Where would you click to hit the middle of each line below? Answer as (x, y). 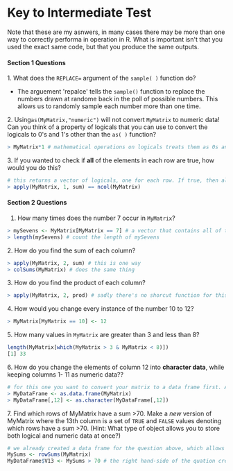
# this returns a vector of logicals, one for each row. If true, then (113, 181)
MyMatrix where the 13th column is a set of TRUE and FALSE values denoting (114, 420)
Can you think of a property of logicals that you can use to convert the (107, 127)
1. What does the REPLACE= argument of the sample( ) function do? (102, 78)
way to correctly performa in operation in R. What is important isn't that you (115, 39)
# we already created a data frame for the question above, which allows (116, 448)
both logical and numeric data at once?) (64, 436)
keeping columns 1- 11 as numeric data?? (65, 374)
